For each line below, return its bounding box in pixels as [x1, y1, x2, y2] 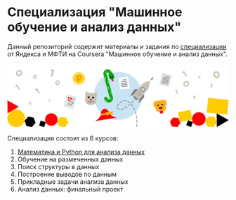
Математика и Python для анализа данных [17, 148, 145, 156]
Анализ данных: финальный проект [17, 185, 124, 194]
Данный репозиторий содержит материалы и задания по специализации [7, 42, 227, 51]
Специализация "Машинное [7, 4, 183, 20]
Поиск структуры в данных [17, 163, 100, 171]
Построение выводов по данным [17, 170, 117, 179]
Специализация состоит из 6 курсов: [7, 134, 119, 142]
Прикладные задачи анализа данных [17, 178, 129, 186]
